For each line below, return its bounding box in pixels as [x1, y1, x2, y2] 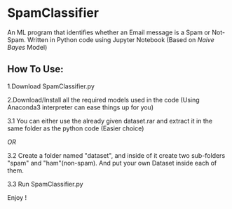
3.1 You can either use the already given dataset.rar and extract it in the [7, 116, 212, 125]
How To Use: [7, 63, 64, 75]
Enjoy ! [7, 193, 27, 201]
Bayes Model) [7, 43, 48, 51]
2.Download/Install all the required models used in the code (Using [7, 95, 200, 104]
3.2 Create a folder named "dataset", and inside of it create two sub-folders [7, 151, 226, 159]
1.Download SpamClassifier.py [7, 82, 95, 90]
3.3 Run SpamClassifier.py [7, 180, 83, 188]
